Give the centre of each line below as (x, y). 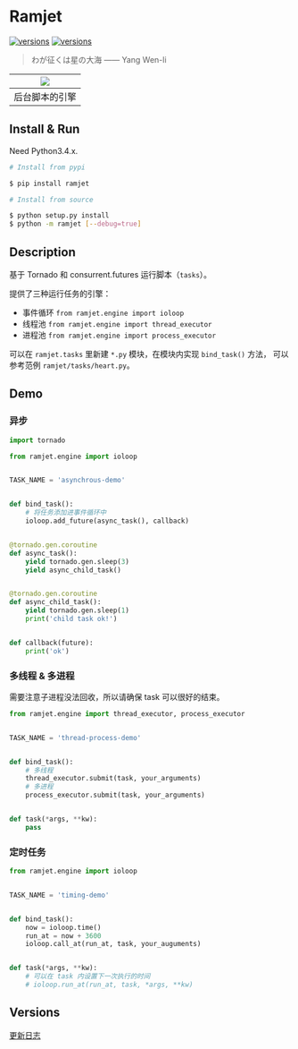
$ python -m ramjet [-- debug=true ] (75, 224)
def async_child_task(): (55, 602)
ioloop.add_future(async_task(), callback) (108, 521)
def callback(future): (51, 643)
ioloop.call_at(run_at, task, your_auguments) (113, 944)
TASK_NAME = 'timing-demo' (59, 895)
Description (42, 252)
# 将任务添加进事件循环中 (66, 513)
